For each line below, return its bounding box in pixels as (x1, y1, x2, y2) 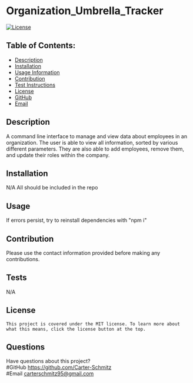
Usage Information (14, 69, 60, 76)
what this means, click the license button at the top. (6, 326, 146, 332)
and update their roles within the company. (6, 151, 110, 158)
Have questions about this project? (6, 358, 91, 365)
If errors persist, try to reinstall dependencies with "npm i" (6, 217, 147, 224)
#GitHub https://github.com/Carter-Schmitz (6, 364, 112, 371)
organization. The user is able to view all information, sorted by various (6, 139, 178, 146)
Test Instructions (14, 81, 56, 88)
